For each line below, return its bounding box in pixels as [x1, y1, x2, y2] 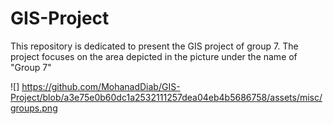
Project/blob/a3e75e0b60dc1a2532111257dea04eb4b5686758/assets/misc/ [10, 91, 323, 103]
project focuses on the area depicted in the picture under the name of [10, 50, 298, 62]
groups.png [10, 102, 58, 114]
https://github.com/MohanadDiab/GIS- [21, 80, 181, 92]
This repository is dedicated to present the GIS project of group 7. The [10, 40, 299, 52]
